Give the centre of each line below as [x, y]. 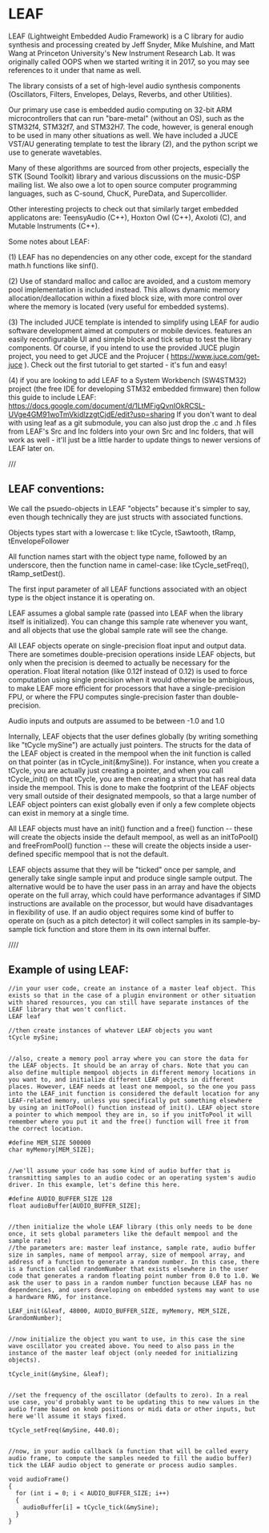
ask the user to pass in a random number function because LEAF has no [130, 1283]
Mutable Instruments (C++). [54, 226]
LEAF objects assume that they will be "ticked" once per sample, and [122, 869]
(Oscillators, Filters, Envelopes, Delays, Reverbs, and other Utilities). [120, 94]
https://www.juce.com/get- [215, 356]
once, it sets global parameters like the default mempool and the [123, 1234]
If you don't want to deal [217, 414]
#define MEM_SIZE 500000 [50, 1143]
